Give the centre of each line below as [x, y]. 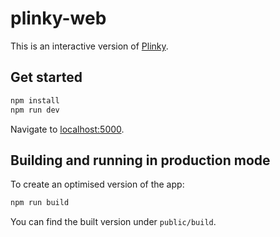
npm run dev [35, 110]
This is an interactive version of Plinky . [89, 46]
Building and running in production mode [140, 160]
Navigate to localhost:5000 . [67, 129]
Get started [46, 77]
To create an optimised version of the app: [97, 184]
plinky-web [58, 18]
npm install [35, 100]
